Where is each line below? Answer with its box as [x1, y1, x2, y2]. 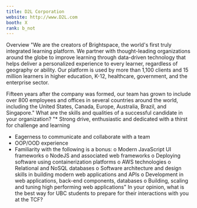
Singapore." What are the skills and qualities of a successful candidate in [6, 109, 183, 116]
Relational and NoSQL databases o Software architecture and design [14, 165, 182, 172]
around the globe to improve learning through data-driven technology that [6, 54, 186, 61]
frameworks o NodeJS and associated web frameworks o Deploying [14, 152, 181, 160]
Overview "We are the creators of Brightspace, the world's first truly [6, 41, 172, 48]
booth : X [6, 19, 28, 25]
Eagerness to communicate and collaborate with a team [14, 134, 150, 141]
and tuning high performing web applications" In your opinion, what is [14, 184, 185, 191]
